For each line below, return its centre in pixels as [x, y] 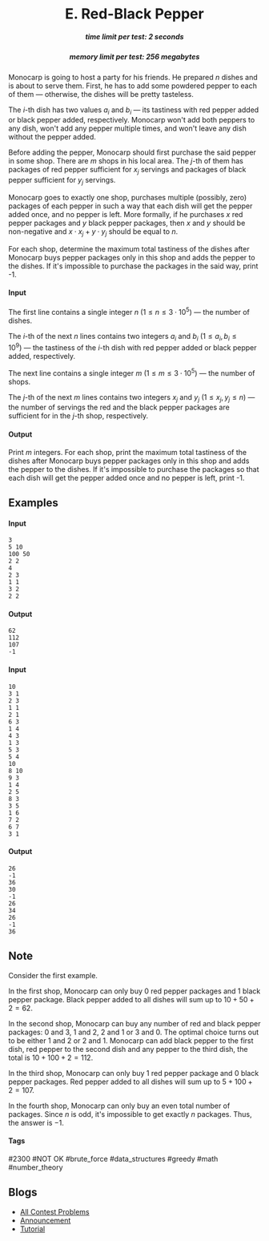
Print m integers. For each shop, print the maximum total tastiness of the [127, 452]
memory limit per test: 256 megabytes [134, 57]
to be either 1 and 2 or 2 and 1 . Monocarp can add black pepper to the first [131, 1040]
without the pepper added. [52, 137]
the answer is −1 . [36, 1122]
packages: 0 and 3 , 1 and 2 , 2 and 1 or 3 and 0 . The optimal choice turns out [134, 1032]
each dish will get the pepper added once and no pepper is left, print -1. [126, 477]
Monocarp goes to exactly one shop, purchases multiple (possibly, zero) [128, 197]
